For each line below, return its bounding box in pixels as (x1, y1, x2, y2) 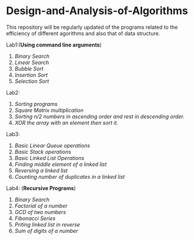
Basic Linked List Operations (14, 154, 85, 161)
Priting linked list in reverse (14, 221, 81, 228)
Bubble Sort (14, 65, 44, 72)
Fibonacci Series (14, 215, 56, 222)
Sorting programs (14, 100, 58, 107)
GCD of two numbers (14, 208, 66, 215)
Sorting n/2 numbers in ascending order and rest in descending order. (14, 113, 185, 120)
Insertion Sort (14, 71, 48, 78)
